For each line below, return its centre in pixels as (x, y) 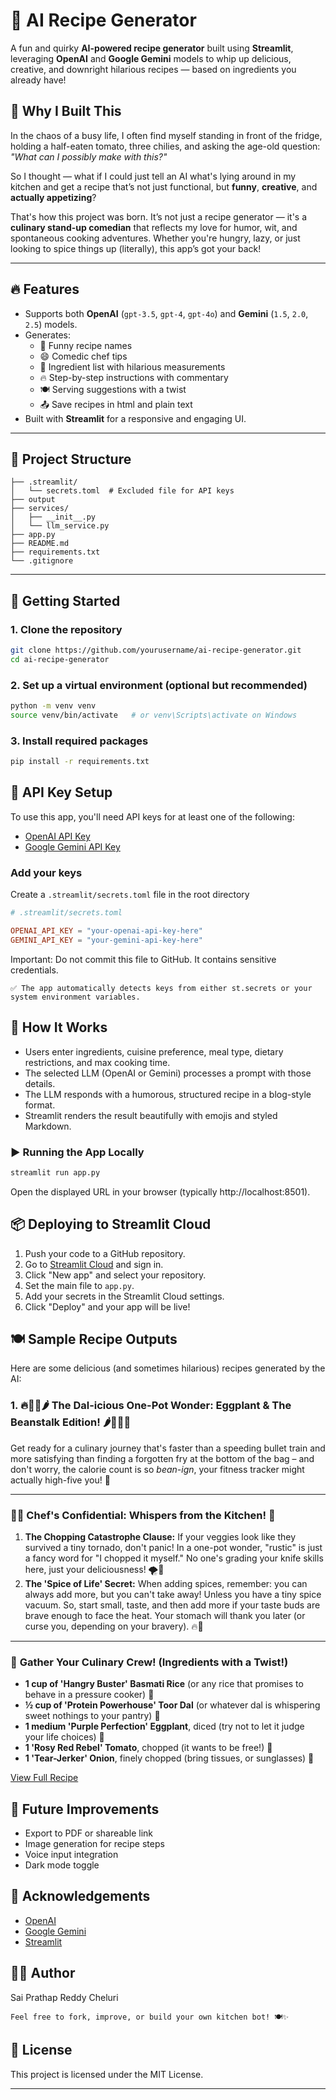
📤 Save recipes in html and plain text (116, 404)
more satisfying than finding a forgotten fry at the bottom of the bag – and (162, 1458)
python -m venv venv (53, 706)
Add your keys (46, 872)
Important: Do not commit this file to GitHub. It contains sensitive (143, 959)
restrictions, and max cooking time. (97, 1062)
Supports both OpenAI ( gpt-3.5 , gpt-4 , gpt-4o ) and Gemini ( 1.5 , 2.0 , (166, 313)
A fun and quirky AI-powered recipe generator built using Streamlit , (152, 48)
